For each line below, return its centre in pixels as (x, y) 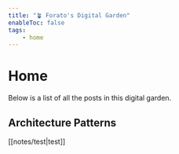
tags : (17, 30)
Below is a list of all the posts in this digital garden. (90, 98)
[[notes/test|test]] (37, 141)
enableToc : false (37, 23)
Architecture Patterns (62, 123)
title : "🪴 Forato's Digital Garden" (69, 15)
